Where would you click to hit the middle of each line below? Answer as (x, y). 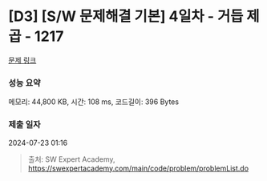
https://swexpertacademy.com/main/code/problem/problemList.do (138, 168)
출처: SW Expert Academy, (71, 159)
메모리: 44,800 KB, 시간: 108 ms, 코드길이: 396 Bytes (93, 102)
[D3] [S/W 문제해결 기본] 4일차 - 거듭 (126, 16)
